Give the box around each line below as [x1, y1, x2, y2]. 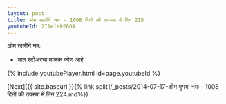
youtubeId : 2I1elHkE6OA [7, 23, 76, 30]
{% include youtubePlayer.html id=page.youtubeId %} [7, 70, 161, 78]
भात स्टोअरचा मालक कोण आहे [17, 56, 84, 64]
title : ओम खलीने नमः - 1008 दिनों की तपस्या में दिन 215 [7, 17, 144, 23]
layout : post [7, 10, 45, 17]
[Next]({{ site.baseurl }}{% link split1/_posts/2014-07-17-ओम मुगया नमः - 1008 [7, 83, 219, 91]
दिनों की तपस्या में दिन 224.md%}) [7, 90, 88, 98]
